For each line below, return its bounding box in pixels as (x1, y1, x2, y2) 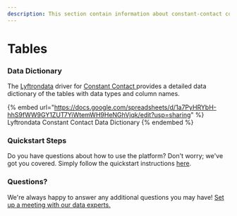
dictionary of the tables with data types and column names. (7, 90, 180, 98)
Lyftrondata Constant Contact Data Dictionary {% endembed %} (7, 118, 194, 127)
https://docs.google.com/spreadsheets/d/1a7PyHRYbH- (54, 103, 217, 112)
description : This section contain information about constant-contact (7, 10, 222, 18)
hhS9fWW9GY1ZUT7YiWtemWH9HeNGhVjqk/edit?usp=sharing (7, 111, 191, 119)
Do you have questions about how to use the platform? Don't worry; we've (7, 152, 224, 160)
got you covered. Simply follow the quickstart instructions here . (7, 160, 192, 168)
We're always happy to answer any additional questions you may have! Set (7, 193, 224, 201)
